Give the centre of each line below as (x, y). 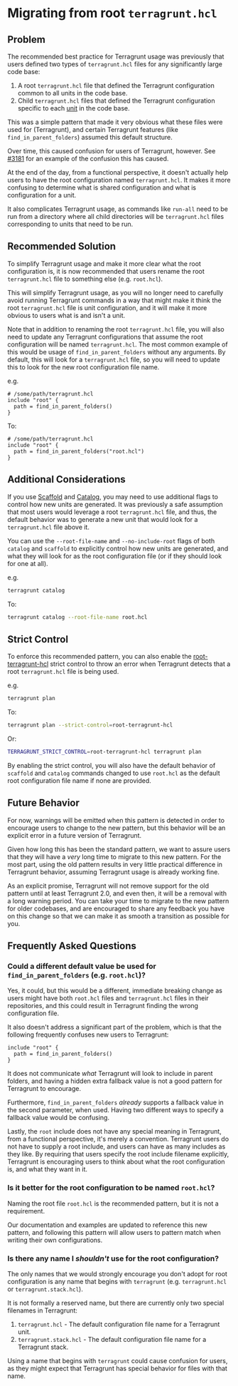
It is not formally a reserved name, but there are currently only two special (116, 1303)
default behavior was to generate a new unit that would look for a (103, 519)
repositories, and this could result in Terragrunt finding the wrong (103, 1006)
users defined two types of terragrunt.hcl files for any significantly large (115, 64)
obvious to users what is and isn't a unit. (66, 315)
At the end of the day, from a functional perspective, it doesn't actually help (118, 172)
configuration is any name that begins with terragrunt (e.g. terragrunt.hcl (117, 1281)
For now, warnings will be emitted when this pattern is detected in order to (116, 820)
